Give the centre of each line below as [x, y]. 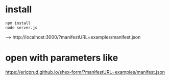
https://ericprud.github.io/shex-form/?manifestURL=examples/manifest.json [85, 72]
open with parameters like [62, 58]
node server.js [21, 27]
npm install [18, 23]
